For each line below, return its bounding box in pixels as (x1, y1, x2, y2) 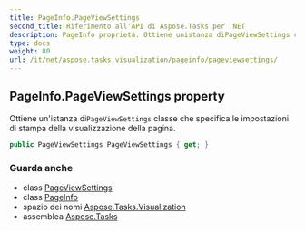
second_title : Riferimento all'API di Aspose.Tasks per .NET (9, 22, 246, 31)
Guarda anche (9, 161, 74, 174)
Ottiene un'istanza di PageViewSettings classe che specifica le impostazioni (9, 112, 289, 123)
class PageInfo (22, 191, 79, 202)
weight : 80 (9, 47, 51, 56)
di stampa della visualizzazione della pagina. (9, 122, 176, 133)
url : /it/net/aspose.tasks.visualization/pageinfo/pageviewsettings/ (9, 55, 279, 64)
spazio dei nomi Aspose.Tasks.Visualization (22, 201, 186, 212)
